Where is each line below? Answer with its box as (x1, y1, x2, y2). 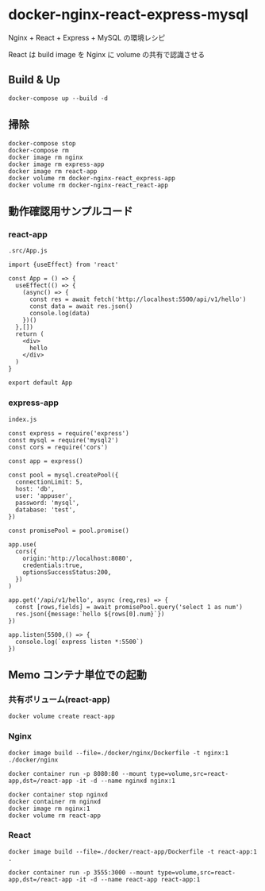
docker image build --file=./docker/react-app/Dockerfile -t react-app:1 (8, 847, 258, 855)
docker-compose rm (8, 146, 69, 154)
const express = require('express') (8, 429, 129, 438)
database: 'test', (15, 506, 77, 514)
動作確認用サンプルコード (8, 204, 133, 218)
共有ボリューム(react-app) (8, 693, 111, 704)
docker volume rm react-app (8, 812, 102, 820)
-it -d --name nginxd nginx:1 (75, 777, 176, 785)
